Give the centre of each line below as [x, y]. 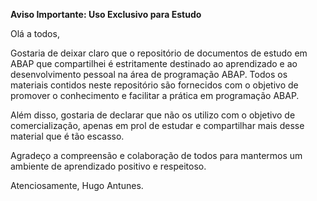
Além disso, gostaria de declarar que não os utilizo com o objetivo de [153, 115]
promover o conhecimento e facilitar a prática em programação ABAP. [155, 95]
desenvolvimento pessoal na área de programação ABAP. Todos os [149, 74]
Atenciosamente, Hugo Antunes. [77, 185]
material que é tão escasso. [67, 136]
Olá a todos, [35, 33]
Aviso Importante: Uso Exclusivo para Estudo [106, 14]
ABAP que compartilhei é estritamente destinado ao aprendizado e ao [154, 63]
